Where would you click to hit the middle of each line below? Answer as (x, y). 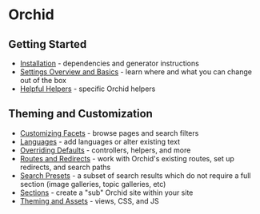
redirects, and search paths (65, 167)
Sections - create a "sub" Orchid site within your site (106, 192)
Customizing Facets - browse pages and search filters (109, 133)
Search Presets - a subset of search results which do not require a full (135, 175)
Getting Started (48, 44)
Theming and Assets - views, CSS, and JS (89, 200)
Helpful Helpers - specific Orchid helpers (88, 89)
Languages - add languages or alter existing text (100, 141)
